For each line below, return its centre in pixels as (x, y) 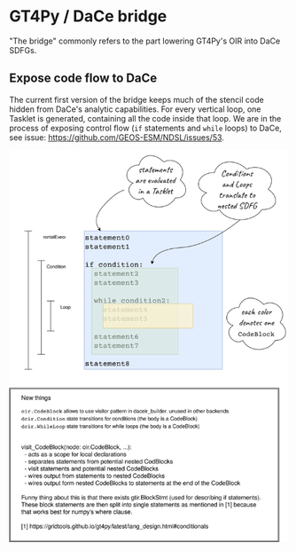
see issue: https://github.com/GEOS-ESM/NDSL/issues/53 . (117, 137)
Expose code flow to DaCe (83, 79)
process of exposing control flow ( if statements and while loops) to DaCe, (145, 128)
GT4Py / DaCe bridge (88, 16)
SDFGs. (23, 50)
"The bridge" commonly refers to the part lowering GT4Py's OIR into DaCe (145, 41)
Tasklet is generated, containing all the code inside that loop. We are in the (145, 118)
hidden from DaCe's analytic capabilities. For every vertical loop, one (135, 109)
